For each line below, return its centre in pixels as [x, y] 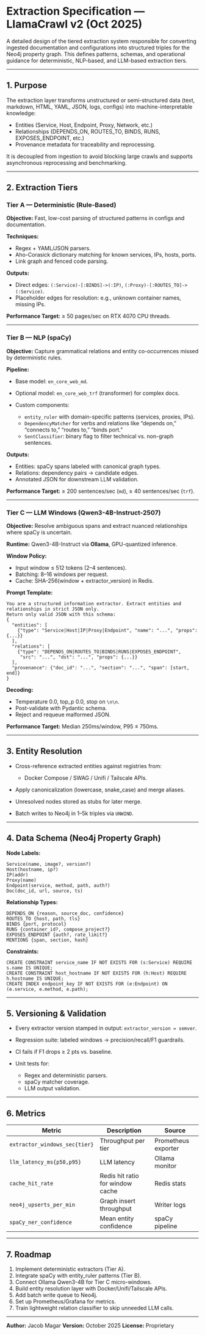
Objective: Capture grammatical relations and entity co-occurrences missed [103, 351]
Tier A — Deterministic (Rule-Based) [61, 205]
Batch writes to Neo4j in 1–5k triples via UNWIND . [74, 813]
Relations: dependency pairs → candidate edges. [77, 473]
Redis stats [170, 1184]
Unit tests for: [32, 1063]
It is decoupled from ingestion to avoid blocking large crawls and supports [100, 156]
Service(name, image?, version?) [49, 864]
